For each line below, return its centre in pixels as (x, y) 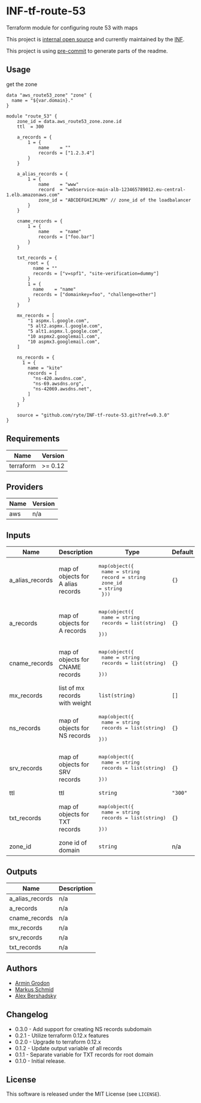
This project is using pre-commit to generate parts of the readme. (87, 51)
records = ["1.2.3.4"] (66, 153)
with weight (75, 703)
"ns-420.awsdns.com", (60, 378)
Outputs (22, 871)
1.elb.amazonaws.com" (33, 195)
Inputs (19, 535)
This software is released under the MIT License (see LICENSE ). (84, 1094)
